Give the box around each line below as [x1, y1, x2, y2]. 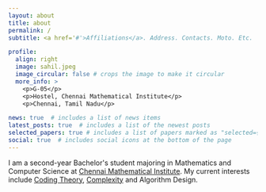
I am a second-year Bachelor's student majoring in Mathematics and [8, 158, 232, 167]
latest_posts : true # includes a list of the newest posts [8, 121, 211, 129]
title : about [8, 19, 51, 27]
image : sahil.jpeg [15, 63, 77, 71]
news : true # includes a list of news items [8, 114, 161, 122]
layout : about [8, 11, 55, 20]
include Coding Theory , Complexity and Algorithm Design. [8, 175, 198, 184]
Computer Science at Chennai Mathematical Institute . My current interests [8, 166, 250, 175]
